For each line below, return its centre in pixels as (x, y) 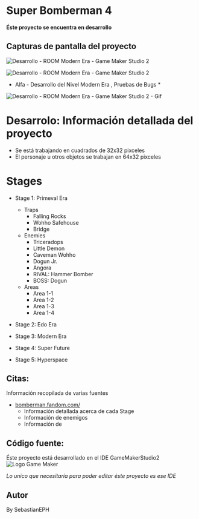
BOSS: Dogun (50, 280)
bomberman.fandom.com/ (47, 405)
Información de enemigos (56, 418)
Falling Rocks (49, 216)
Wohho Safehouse (56, 222)
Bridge (41, 229)
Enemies (35, 235)
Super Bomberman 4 (59, 11)
